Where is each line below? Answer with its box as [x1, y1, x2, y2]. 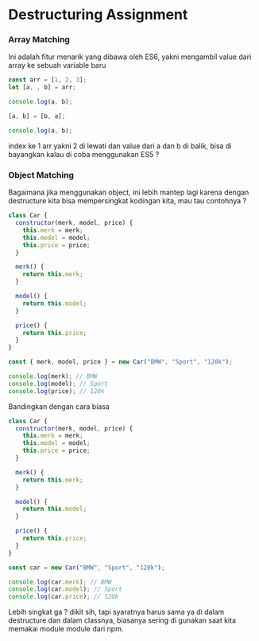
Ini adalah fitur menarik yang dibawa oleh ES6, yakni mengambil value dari [8, 52, 252, 61]
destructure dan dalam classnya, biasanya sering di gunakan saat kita [8, 615, 237, 625]
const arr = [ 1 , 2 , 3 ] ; [8, 76, 87, 85]
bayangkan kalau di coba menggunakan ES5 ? [8, 149, 160, 159]
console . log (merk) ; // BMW [8, 372, 98, 380]
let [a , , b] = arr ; [8, 84, 77, 92]
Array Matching [8, 34, 70, 45]
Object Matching [8, 169, 74, 180]
